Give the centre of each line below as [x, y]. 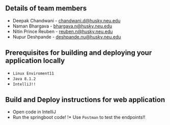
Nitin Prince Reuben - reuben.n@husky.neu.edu [63, 31]
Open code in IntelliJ [34, 112]
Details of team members [46, 8]
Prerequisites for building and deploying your [79, 53]
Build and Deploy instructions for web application [85, 100]
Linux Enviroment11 [33, 73]
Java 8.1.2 [24, 79]
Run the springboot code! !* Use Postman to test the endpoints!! [79, 117]
